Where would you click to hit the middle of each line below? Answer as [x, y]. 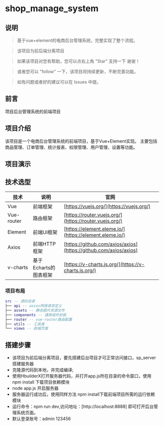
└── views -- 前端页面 [27, 329]
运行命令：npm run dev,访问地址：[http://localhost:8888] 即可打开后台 [83, 406]
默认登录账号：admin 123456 [41, 419]
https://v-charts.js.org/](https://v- [105, 264]
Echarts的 [44, 268]
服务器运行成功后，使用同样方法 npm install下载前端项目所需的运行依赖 [83, 394]
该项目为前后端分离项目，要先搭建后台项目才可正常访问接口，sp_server [84, 358]
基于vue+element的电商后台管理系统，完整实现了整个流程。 [77, 40]
